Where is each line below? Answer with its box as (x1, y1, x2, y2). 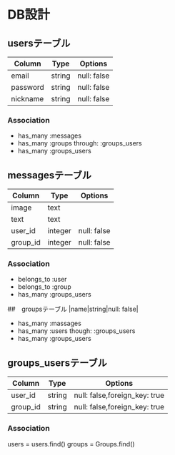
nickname (11, 94, 44, 103)
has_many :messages (17, 131, 82, 140)
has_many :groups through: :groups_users (17, 139, 142, 148)
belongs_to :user (17, 275, 67, 284)
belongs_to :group (17, 282, 71, 291)
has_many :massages (17, 319, 82, 328)
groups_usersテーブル (7, 357, 107, 369)
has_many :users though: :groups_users (17, 327, 136, 335)
